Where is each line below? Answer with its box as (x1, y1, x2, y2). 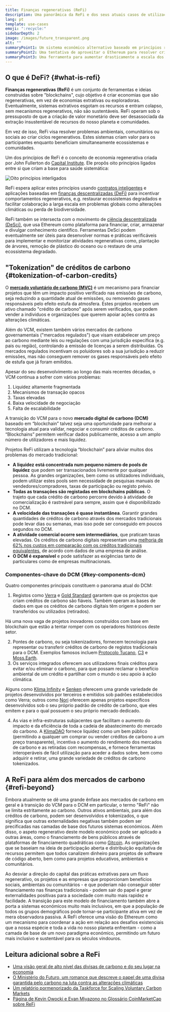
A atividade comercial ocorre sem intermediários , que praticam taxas (12, 532, 160, 537)
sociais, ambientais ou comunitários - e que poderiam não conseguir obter (5, 881, 161, 888)
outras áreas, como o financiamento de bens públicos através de (5, 834, 141, 840)
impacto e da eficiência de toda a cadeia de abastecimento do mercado (12, 723, 162, 729)
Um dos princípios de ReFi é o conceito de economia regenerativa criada (5, 155, 157, 161)
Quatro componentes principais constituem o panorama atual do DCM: (5, 582, 153, 588)
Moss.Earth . (12, 655, 38, 661)
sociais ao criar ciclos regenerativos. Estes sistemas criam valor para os (5, 134, 156, 140)
